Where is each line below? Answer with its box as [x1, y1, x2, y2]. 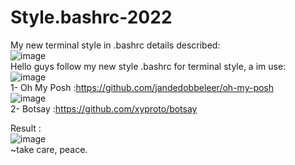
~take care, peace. [10, 143, 88, 155]
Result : [10, 122, 42, 134]
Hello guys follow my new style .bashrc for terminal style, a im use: [10, 60, 287, 72]
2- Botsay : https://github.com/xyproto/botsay [10, 102, 198, 115]
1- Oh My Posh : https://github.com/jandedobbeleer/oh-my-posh [10, 81, 275, 93]
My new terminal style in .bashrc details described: [10, 39, 221, 51]
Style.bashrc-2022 [10, 6, 173, 29]
